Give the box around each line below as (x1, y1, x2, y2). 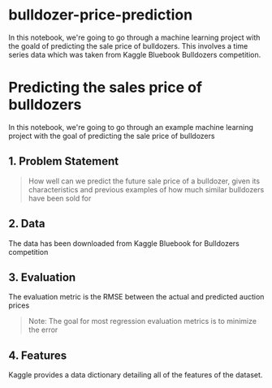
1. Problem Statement (8, 154, 119, 168)
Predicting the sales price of (8, 79, 203, 97)
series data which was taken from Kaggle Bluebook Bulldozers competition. (8, 50, 261, 59)
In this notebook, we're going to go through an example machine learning (8, 122, 254, 131)
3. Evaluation (8, 270, 76, 284)
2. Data (8, 217, 45, 231)
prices (8, 300, 30, 310)
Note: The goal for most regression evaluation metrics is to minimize (28, 317, 257, 326)
